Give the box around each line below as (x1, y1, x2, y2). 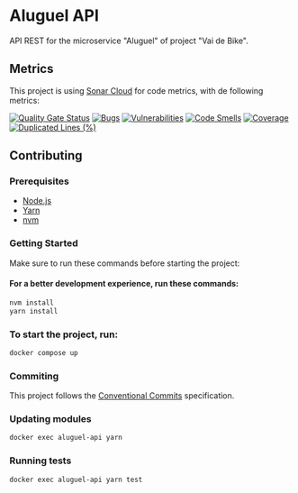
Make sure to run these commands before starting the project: (9, 258, 240, 269)
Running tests (9, 454, 72, 467)
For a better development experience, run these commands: (9, 278, 239, 289)
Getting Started (9, 237, 78, 250)
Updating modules (9, 413, 92, 425)
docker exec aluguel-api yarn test (9, 475, 143, 484)
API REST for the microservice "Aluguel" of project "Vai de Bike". (9, 35, 249, 46)
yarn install (9, 306, 59, 315)
